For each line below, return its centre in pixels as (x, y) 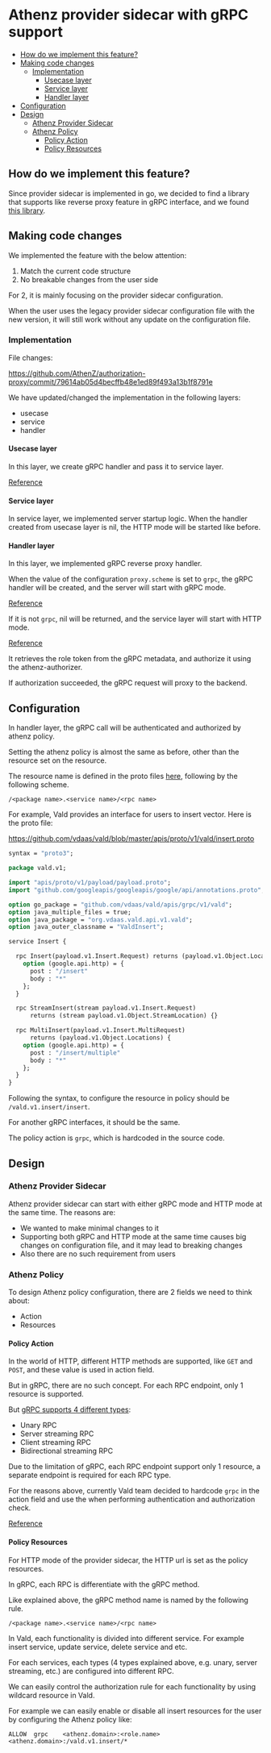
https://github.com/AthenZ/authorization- (77, 373)
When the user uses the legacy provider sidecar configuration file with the (132, 310)
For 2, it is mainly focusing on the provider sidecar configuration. (116, 295)
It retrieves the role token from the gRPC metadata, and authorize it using (130, 659)
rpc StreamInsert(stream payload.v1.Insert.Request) (106, 1008)
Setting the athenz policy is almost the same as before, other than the (124, 752)
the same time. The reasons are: (62, 1212)
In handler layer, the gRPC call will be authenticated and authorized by (125, 728)
